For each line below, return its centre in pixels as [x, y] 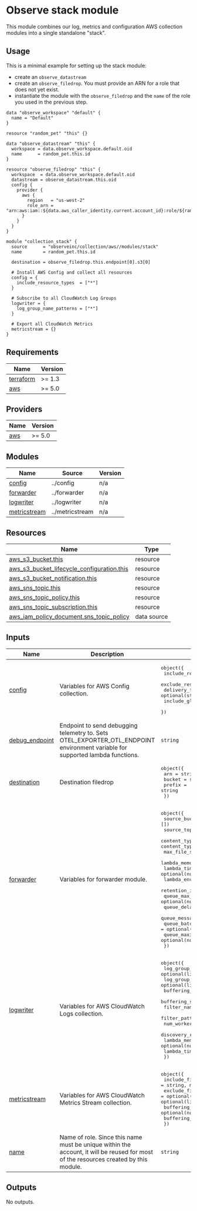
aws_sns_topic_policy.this [45, 597]
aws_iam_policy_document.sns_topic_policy [69, 617]
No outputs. [20, 1202]
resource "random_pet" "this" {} [47, 133]
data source [152, 617]
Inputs [18, 637]
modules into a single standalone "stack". [56, 32]
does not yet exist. [37, 89]
